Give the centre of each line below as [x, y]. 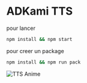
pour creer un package [35, 51]
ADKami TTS [40, 11]
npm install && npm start [39, 39]
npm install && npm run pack [43, 62]
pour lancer [21, 28]
